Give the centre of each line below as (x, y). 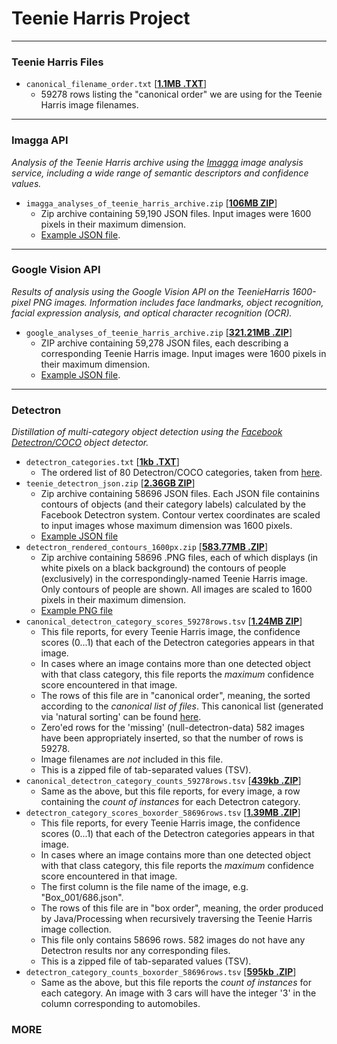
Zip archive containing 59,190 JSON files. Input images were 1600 (176, 213)
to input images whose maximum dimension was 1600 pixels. (166, 526)
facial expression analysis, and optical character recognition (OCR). (152, 313)
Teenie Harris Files (57, 62)
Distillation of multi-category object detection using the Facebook (147, 432)
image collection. (76, 929)
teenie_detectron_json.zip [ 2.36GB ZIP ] (110, 483)
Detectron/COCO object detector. (80, 443)
